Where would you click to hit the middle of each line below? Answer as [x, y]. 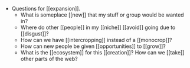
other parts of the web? [49, 59]
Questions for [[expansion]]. [46, 9]
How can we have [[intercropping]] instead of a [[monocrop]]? [96, 40]
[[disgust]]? [35, 34]
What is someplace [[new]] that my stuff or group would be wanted [102, 15]
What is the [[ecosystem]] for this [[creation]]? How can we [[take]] [102, 52]
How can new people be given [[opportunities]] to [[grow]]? [93, 46]
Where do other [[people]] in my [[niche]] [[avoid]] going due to [98, 27]
